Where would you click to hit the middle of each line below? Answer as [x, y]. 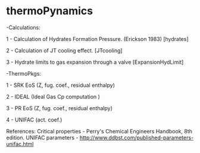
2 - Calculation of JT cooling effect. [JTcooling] [65, 50]
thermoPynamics [50, 11]
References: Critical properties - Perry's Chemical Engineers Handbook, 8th [99, 131]
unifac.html [20, 143]
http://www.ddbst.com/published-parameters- [137, 138]
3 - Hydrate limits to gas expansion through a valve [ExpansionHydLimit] [95, 62]
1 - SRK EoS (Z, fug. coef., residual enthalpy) [60, 85]
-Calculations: [23, 27]
